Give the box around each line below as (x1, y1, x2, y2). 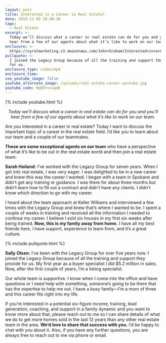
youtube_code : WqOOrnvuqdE (5, 85, 61, 90)
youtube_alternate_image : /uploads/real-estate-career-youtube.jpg (5, 81, 147, 86)
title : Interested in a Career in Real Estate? (5, 12, 105, 17)
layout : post (5, 7, 32, 12)
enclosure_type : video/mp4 (5, 67, 61, 72)
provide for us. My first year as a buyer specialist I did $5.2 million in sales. (5, 260, 157, 266)
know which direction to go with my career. (5, 190, 93, 196)
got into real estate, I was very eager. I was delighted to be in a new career (5, 169, 157, 174)
